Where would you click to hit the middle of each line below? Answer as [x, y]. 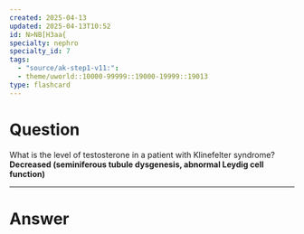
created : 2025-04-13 [48, 18]
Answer [39, 219]
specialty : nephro [44, 43]
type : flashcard [40, 85]
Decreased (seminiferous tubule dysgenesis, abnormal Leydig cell [137, 164]
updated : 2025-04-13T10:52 [60, 26]
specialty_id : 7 [40, 51]
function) [27, 173]
